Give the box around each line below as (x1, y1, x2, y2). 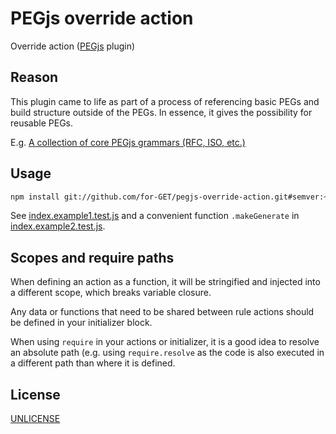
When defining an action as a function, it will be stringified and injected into (10, 276, 321, 288)
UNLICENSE (10, 413, 61, 425)
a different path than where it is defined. (10, 357, 176, 369)
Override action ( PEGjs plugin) (10, 40, 136, 52)
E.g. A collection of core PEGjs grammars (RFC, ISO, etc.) (10, 136, 246, 148)
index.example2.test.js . (10, 220, 106, 232)
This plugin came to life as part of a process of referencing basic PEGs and (10, 95, 320, 107)
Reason (10, 69, 59, 86)
